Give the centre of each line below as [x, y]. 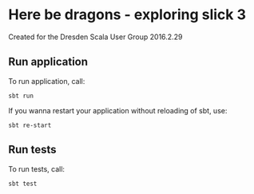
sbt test [23, 184]
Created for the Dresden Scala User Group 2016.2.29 [95, 37]
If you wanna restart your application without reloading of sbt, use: [118, 110]
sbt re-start [30, 125]
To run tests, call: [37, 168]
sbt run [21, 96]
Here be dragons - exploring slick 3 [127, 15]
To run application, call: [47, 81]
